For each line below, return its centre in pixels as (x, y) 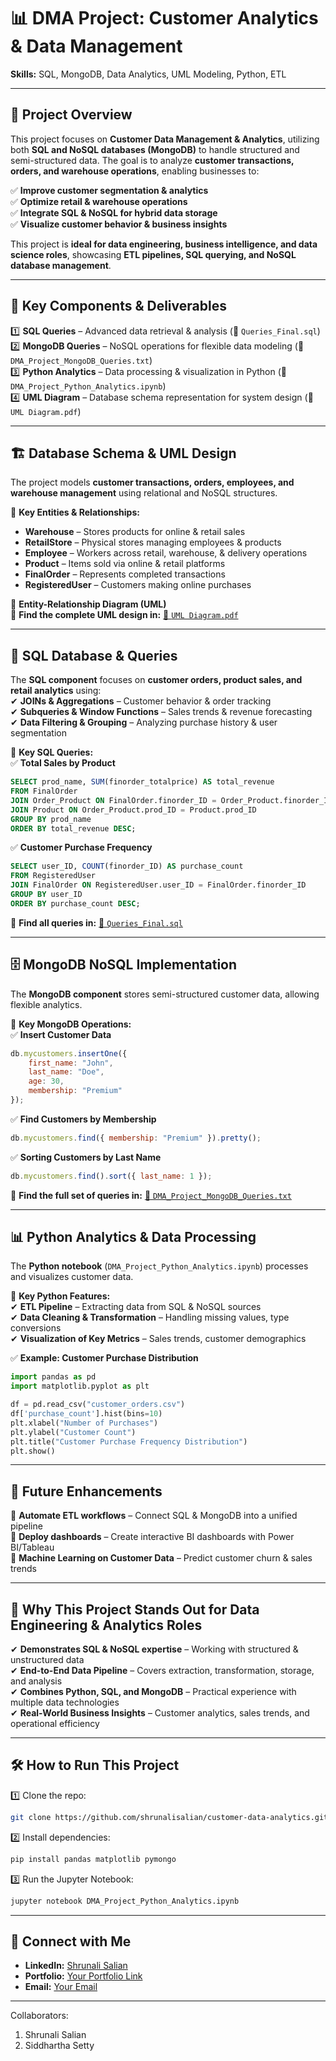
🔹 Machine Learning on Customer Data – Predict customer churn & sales (161, 1558)
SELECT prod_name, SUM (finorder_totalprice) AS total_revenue (142, 782)
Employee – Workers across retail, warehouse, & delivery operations (166, 553)
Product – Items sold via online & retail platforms (125, 564)
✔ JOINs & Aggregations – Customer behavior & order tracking (141, 701)
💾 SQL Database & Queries (94, 655)
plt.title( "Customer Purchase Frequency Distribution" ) (129, 1441)
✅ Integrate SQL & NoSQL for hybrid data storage (114, 212)
